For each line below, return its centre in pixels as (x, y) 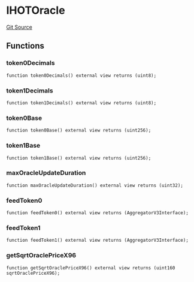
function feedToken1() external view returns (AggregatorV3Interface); (97, 241)
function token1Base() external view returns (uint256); (79, 158)
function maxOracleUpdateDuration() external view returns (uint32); (95, 185)
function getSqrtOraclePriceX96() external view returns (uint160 (91, 268)
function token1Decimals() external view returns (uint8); (81, 103)
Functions (25, 46)
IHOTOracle (36, 10)
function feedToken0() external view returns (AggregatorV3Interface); (97, 213)
